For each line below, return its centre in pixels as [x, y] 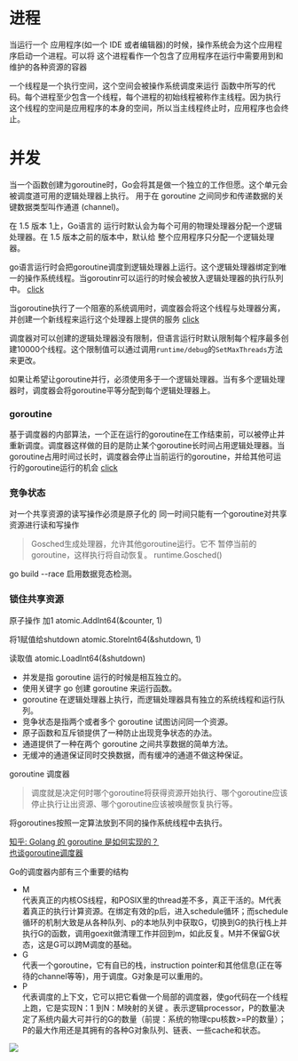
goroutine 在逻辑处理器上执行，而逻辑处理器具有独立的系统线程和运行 [149, 699]
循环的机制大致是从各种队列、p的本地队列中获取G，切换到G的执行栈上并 [155, 922]
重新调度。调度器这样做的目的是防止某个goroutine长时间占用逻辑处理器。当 [147, 446]
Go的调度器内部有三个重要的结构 [69, 872]
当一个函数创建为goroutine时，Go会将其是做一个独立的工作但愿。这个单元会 [149, 184]
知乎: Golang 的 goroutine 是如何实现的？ [84, 841]
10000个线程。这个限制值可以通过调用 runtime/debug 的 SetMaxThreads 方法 [150, 349]
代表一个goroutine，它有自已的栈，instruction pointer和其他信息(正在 [148, 965]
